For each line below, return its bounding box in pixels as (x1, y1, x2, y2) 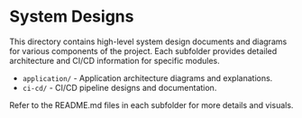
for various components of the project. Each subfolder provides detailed (9, 45, 278, 56)
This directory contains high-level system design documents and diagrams (9, 36, 288, 47)
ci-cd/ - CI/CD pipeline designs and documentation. (22, 82, 217, 93)
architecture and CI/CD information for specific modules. (9, 55, 221, 66)
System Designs (9, 6, 134, 27)
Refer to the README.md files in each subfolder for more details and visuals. (9, 99, 294, 110)
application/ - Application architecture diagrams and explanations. (22, 72, 273, 83)
